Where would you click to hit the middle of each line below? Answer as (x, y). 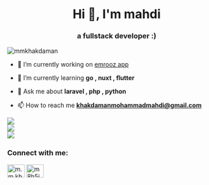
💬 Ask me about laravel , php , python (72, 91)
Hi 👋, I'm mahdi (117, 14)
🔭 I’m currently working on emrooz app (73, 65)
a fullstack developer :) (117, 36)
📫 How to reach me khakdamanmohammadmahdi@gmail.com (109, 105)
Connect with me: (38, 153)
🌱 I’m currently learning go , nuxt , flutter (76, 78)
